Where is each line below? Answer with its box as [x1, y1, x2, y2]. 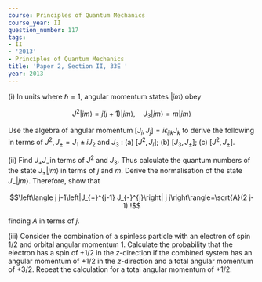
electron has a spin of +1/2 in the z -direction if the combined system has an [8, 248, 253, 258]
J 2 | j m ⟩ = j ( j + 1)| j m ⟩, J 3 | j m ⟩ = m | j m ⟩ [71, 107, 192, 120]
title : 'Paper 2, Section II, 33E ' [8, 63, 128, 70]
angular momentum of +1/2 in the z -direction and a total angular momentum [8, 256, 253, 266]
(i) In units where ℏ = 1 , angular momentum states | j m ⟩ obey [8, 92, 202, 101]
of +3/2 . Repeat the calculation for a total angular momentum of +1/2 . [8, 265, 233, 274]
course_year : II [8, 19, 61, 27]
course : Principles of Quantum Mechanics [8, 11, 146, 20]
